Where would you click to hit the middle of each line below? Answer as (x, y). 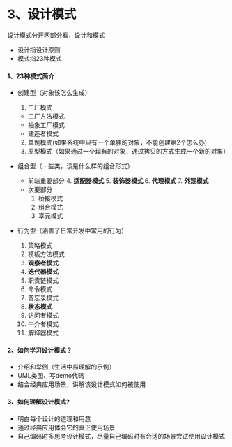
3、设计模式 (42, 14)
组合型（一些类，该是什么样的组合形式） (75, 166)
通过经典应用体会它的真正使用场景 (66, 427)
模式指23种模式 (39, 58)
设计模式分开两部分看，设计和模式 (56, 35)
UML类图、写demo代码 (51, 376)
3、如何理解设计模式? (38, 402)
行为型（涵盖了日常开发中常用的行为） (72, 230)
